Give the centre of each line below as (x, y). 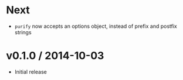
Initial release (30, 72)
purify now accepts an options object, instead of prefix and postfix (96, 26)
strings (23, 32)
